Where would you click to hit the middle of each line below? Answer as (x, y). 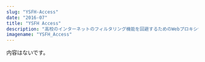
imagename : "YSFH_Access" (39, 35)
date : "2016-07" (27, 18)
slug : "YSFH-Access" (33, 12)
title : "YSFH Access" (34, 23)
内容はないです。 (27, 53)
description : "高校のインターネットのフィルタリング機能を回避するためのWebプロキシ (102, 29)
